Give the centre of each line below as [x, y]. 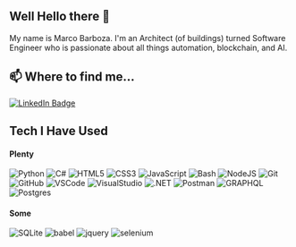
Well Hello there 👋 [59, 17]
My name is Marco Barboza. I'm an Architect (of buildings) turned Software [148, 38]
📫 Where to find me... [72, 77]
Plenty [21, 154]
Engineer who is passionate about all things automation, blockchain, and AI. [148, 47]
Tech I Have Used [59, 131]
